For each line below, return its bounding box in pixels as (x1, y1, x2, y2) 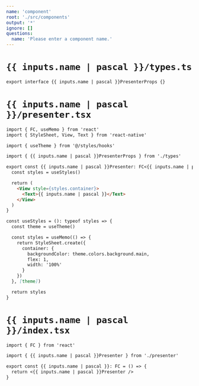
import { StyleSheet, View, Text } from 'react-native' (6, 132, 147, 138)
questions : (6, 31, 33, 37)
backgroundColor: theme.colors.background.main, (27, 251, 150, 257)
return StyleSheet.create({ (17, 240, 86, 246)
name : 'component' (6, 8, 52, 15)
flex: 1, (27, 257, 49, 262)
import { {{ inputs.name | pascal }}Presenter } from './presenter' (6, 353, 179, 359)
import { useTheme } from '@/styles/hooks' (6, 142, 115, 148)
